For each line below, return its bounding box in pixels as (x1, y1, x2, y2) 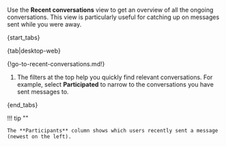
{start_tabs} (7, 33, 40, 42)
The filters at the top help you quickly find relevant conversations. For (16, 73, 213, 81)
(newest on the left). (7, 133, 72, 140)
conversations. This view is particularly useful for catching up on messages (7, 13, 220, 21)
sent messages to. (16, 88, 70, 96)
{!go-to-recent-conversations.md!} (7, 60, 105, 68)
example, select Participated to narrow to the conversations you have (16, 81, 214, 88)
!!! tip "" (7, 114, 29, 122)
